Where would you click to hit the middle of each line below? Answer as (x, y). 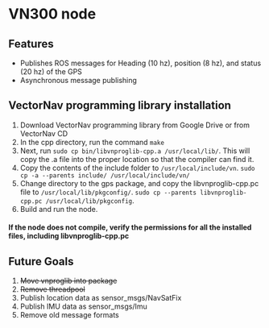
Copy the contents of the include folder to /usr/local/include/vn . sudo (137, 168)
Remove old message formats (69, 315)
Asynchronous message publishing (78, 80)
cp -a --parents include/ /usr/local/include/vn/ (105, 175)
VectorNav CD (44, 133)
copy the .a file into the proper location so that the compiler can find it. (137, 159)
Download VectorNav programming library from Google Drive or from (134, 125)
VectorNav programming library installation (120, 106)
